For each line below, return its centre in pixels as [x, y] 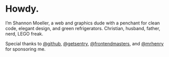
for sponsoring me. [25, 49]
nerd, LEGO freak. [24, 34]
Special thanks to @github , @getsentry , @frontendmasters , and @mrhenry [85, 43]
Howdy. [22, 9]
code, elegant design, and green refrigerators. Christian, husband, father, [83, 28]
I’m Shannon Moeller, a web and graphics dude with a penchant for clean [83, 23]
